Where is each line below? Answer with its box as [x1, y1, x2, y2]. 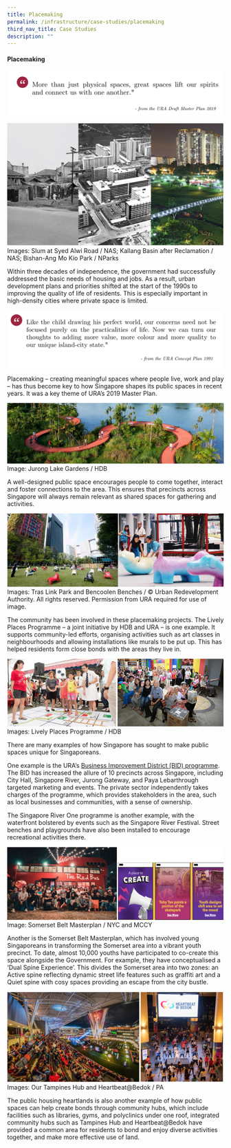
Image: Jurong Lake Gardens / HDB [7, 464, 108, 472]
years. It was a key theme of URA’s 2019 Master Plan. [7, 389, 157, 398]
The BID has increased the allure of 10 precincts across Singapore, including [7, 769, 223, 777]
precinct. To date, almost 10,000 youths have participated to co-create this [7, 949, 219, 957]
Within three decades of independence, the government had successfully [7, 267, 216, 276]
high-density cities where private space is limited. [7, 296, 148, 305]
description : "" [7, 33, 54, 40]
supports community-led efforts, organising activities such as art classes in [7, 630, 221, 639]
